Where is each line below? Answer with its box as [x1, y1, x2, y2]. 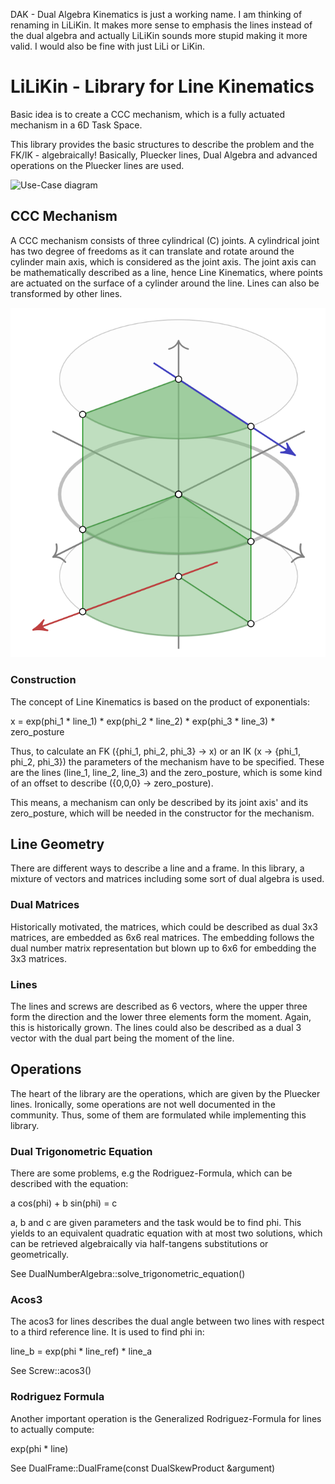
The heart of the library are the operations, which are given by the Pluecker [10, 1087, 321, 1099]
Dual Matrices [10, 898, 80, 912]
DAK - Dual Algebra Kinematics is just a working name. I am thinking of [10, 9, 303, 20]
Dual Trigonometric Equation [10, 1144, 153, 1158]
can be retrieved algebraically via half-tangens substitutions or [10, 1238, 269, 1250]
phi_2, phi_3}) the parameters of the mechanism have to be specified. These [10, 755, 325, 768]
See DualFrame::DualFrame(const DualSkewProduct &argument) [10, 1462, 276, 1474]
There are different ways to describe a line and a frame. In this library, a [10, 862, 305, 874]
